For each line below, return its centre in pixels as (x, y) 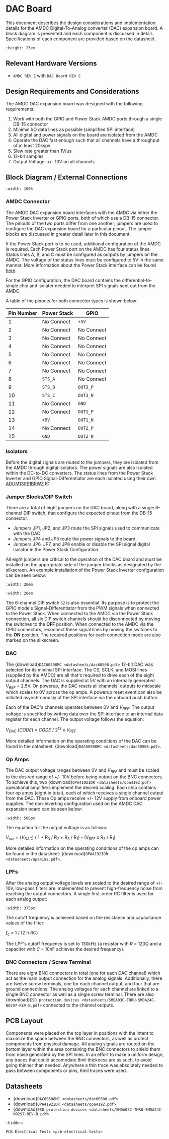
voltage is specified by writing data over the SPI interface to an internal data (84, 714)
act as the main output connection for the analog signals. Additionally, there (84, 978)
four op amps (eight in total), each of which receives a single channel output (85, 793)
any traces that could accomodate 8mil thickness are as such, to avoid (79, 1060)
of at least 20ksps (32, 145)
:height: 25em (21, 48)
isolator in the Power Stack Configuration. (56, 550)
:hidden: (15, 1123)
